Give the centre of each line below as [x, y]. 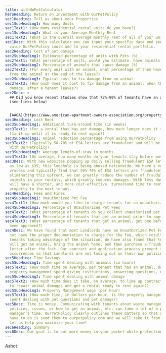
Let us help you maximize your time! [48, 323]
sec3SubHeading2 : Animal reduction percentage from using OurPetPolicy [80, 138]
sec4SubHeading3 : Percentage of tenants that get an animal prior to [78, 217]
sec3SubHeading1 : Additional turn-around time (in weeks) [66, 124]
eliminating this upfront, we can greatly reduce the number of [77, 175]
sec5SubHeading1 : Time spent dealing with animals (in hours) [70, 263]
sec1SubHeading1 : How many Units [40, 24]
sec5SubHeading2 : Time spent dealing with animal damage [65, 276]
